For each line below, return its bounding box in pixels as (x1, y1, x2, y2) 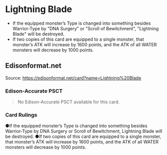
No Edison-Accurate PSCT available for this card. (17, 99, 120, 105)
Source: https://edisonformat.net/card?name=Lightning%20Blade (5, 74, 142, 81)
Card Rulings (5, 111, 38, 118)
